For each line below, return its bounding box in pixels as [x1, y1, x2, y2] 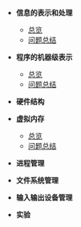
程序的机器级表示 [15, 53, 73, 61]
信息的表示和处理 [15, 8, 73, 17]
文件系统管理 [15, 175, 59, 185]
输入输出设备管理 [15, 193, 73, 202]
